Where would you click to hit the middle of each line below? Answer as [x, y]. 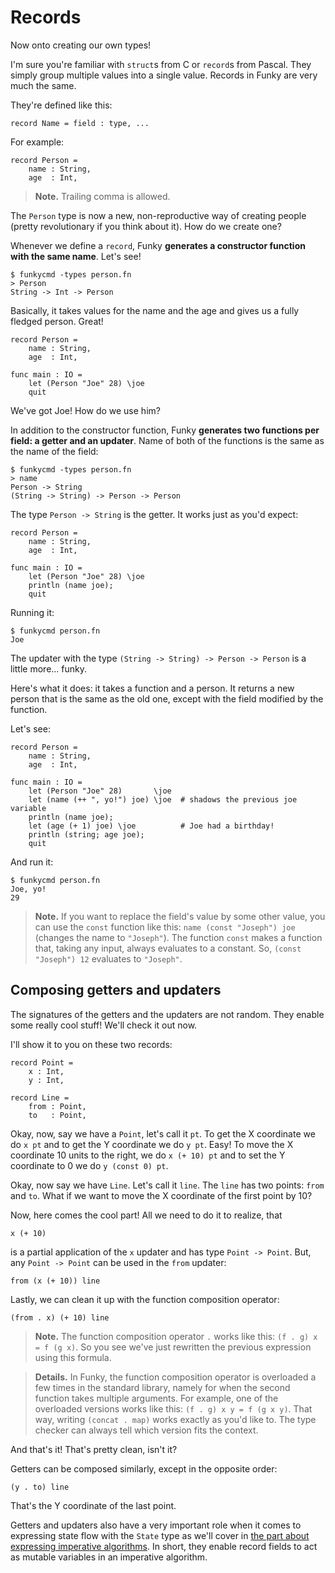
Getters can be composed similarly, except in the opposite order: [144, 1468]
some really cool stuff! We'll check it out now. [104, 1025]
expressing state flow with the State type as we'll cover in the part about [160, 1535]
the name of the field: [54, 451]
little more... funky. [49, 668]
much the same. [43, 85]
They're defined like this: [61, 105]
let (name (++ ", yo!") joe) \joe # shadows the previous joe [163, 799]
